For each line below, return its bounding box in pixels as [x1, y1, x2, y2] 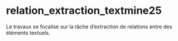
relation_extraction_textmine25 [6, 4, 162, 17]
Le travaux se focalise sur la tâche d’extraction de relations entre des [6, 23, 173, 30]
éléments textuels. [6, 29, 51, 36]
